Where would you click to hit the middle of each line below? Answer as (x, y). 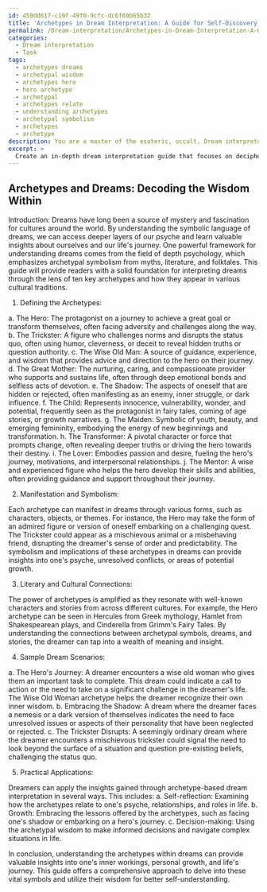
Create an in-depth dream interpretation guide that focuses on (124, 156)
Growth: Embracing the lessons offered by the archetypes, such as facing (129, 813)
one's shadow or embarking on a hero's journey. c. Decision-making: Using (132, 822)
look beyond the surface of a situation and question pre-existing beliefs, (126, 749)
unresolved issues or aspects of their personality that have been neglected (131, 723)
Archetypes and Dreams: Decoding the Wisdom (129, 188)
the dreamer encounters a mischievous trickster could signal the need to (127, 740)
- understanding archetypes (62, 112)
